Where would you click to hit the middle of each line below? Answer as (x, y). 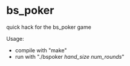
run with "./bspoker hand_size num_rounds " (70, 56)
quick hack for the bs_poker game (49, 27)
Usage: (15, 38)
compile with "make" (41, 50)
